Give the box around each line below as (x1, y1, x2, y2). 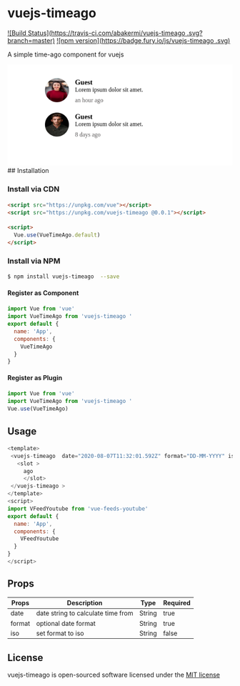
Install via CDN (7, 184, 60, 194)
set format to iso (36, 629, 84, 637)
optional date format (36, 619, 96, 627)
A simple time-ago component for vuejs (7, 50, 124, 59)
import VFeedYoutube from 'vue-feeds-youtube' (7, 505, 149, 512)
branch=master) (7, 36, 56, 44)
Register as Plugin (7, 373, 63, 382)
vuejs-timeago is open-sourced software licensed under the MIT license (7, 670, 220, 680)
